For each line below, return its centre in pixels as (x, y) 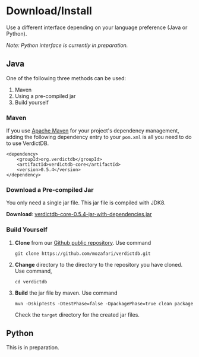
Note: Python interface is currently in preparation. (67, 45)
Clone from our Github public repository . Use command (83, 242)
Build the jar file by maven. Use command (66, 293)
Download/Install (49, 11)
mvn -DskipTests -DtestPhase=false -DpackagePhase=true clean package (104, 304)
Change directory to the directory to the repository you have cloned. (99, 264)
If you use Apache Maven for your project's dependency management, (93, 131)
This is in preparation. (33, 347)
